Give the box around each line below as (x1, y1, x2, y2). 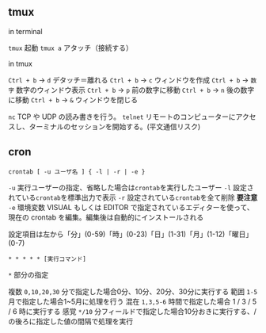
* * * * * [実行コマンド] (8, 255, 87, 263)
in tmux (8, 59, 33, 68)
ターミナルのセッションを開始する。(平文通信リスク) (28, 121, 201, 131)
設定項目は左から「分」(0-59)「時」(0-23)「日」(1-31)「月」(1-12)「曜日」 (8, 229, 253, 239)
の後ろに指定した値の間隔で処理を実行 (8, 316, 133, 326)
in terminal (8, 26, 43, 36)
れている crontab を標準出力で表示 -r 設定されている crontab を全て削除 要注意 (8, 193, 258, 202)
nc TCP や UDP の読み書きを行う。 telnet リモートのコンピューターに (8, 112, 236, 121)
